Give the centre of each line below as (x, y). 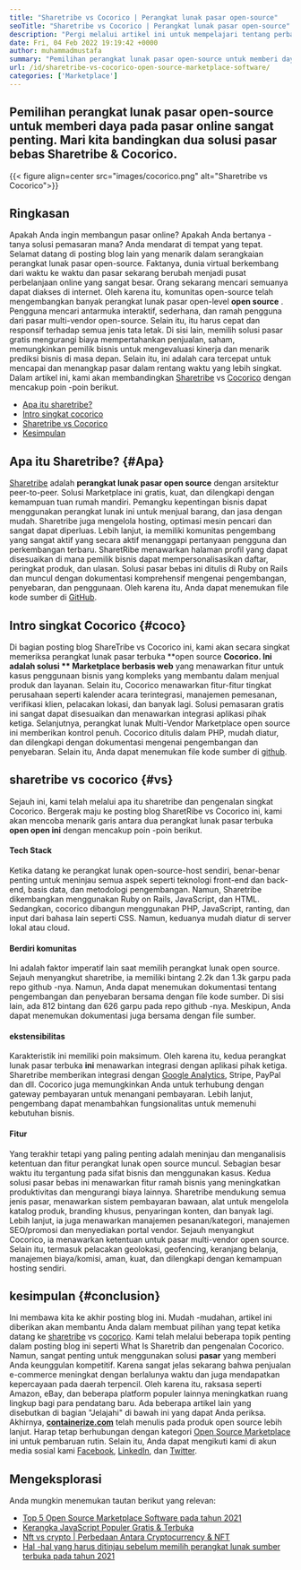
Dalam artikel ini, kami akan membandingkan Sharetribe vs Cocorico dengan (150, 378)
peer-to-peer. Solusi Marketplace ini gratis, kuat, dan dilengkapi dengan (142, 493)
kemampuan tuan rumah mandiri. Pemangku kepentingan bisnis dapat (138, 502)
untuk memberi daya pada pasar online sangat (142, 126)
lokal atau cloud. (39, 927)
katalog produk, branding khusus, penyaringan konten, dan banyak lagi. (142, 1211)
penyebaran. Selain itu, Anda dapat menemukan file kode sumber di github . (148, 752)
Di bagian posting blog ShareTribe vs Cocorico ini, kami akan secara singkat (150, 647)
